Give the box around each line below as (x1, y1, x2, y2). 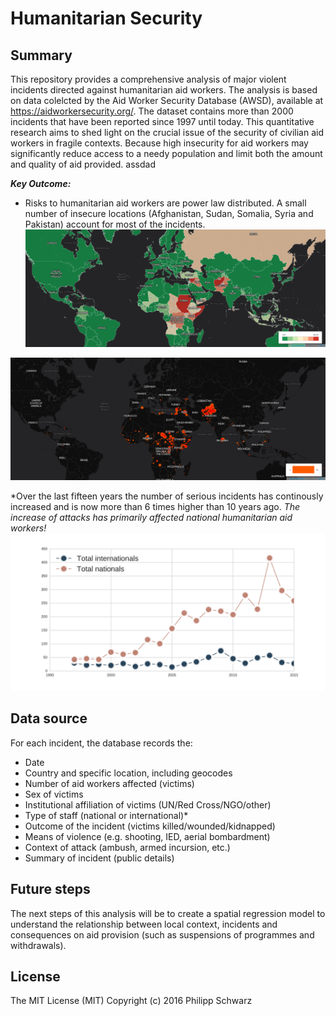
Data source (10, 710, 88, 727)
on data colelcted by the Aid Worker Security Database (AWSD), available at (10, 95, 324, 106)
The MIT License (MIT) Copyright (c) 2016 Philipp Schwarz (10, 995, 253, 1007)
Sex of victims (24, 788, 84, 800)
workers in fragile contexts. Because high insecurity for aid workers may (10, 137, 309, 149)
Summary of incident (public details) (24, 852, 175, 864)
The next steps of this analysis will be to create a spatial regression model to (10, 907, 326, 919)
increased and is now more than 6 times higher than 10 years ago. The (10, 500, 301, 512)
